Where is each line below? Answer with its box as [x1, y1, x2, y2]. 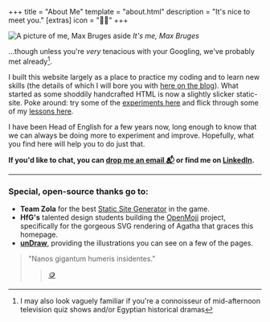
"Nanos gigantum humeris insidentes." [27, 254, 156, 263]
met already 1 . [8, 56, 52, 66]
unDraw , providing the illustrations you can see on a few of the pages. [19, 237, 253, 248]
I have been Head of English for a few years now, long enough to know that [8, 122, 257, 131]
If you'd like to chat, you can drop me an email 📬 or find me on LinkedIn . [8, 155, 255, 164]
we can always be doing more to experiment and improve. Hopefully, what [8, 130, 255, 140]
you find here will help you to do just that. [8, 138, 145, 148]
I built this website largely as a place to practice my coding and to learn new [8, 72, 260, 81]
